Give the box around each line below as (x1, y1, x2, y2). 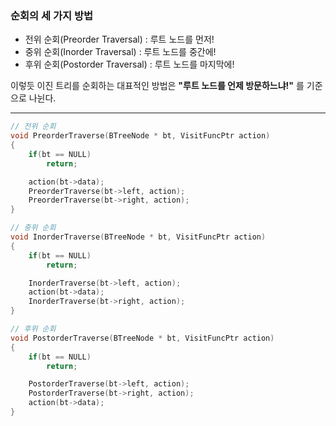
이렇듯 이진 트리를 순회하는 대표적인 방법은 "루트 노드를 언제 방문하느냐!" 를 (10, 80, 305, 92)
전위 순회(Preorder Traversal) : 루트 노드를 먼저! (24, 33, 215, 46)
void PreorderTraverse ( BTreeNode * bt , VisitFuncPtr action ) (10, 131, 271, 141)
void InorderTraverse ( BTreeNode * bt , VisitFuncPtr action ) (10, 232, 267, 242)
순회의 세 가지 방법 (10, 8, 94, 22)
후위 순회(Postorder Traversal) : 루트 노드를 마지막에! (24, 58, 235, 71)
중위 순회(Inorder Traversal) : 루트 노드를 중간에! (24, 46, 217, 58)
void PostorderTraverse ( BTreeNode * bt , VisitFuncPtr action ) (10, 333, 275, 343)
